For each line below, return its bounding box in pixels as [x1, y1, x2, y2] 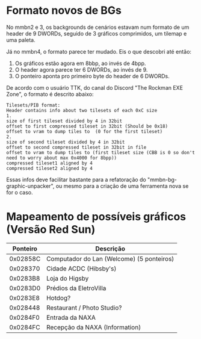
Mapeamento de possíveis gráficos [6, 210, 187, 223]
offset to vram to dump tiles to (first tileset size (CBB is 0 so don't [6, 149, 196, 155]
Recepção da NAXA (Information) [46, 323, 141, 331]
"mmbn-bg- [147, 176, 178, 183]
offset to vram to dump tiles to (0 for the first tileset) [6, 128, 163, 134]
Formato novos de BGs [6, 4, 122, 17]
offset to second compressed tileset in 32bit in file [6, 144, 147, 151]
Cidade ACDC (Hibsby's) [46, 264, 117, 273]
